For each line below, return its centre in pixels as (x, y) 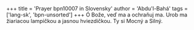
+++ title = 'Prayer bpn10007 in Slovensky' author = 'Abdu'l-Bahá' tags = (97, 9)
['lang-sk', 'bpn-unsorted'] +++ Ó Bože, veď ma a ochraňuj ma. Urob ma (97, 15)
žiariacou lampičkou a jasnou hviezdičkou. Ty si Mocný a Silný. (85, 21)
